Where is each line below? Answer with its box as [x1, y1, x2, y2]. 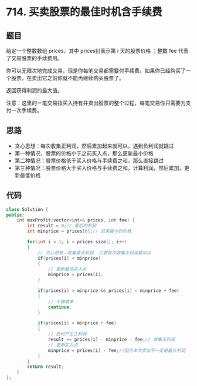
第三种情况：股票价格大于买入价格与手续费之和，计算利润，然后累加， [14, 164, 185, 171]
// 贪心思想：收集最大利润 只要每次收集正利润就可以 [37, 250, 151, 256]
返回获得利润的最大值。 [6, 87, 63, 94]
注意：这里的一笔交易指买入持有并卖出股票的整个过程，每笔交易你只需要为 [6, 99, 186, 106]
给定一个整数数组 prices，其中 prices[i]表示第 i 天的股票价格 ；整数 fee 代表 [6, 48, 189, 54]
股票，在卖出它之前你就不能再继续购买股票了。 [11, 75, 124, 81]
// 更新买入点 [47, 342, 78, 348]
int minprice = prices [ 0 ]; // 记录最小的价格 [27, 229, 132, 234]
